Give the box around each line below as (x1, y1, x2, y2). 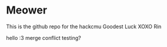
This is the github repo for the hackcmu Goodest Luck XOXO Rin (6, 23, 162, 30)
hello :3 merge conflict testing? (6, 34, 81, 41)
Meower (6, 4, 48, 17)
